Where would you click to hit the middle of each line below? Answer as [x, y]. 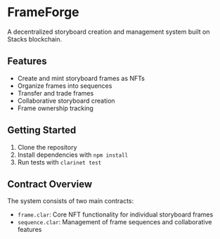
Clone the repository [47, 147]
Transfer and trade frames [56, 93]
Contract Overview [50, 184]
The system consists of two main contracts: [71, 201]
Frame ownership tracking [55, 108]
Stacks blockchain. [35, 39]
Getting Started [42, 130]
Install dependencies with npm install [73, 155]
